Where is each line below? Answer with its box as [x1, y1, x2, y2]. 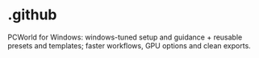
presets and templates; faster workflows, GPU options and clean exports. [7, 40, 251, 50]
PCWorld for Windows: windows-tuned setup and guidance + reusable [7, 32, 243, 42]
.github [7, 6, 57, 24]
